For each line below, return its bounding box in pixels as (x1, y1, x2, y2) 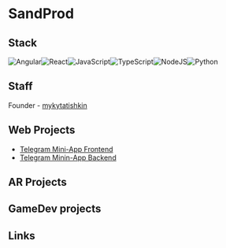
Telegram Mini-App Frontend (19, 144, 113, 154)
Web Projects (8, 124, 76, 137)
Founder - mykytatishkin (8, 100, 88, 110)
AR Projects (8, 176, 67, 189)
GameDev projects (8, 202, 102, 216)
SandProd (8, 5, 75, 23)
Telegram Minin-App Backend (19, 153, 117, 162)
